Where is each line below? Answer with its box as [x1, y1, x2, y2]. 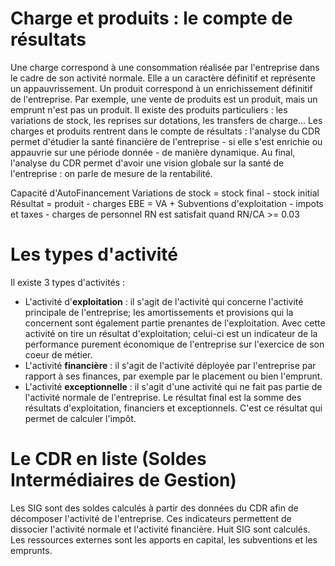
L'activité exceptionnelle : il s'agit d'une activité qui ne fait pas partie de [24, 380, 323, 392]
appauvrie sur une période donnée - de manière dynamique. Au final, [10, 146, 296, 158]
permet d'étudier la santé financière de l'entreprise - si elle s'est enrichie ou [10, 135, 323, 147]
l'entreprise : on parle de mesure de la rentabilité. [10, 167, 213, 179]
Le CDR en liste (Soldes [10, 448, 207, 471]
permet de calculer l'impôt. [24, 412, 137, 424]
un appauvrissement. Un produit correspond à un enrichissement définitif [10, 82, 313, 94]
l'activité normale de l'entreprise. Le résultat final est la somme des [24, 391, 302, 403]
